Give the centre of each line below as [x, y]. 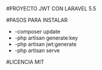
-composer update [37, 31]
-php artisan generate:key [46, 38]
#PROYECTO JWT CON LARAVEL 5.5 [51, 9]
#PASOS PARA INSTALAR [37, 20]
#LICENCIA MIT [25, 62]
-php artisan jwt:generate [45, 44]
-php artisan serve [37, 50]
